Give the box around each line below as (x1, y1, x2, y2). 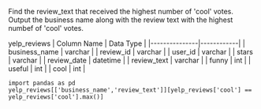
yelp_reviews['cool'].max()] (8, 93, 104, 101)
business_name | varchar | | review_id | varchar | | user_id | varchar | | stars (8, 47, 254, 56)
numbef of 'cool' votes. (8, 24, 84, 32)
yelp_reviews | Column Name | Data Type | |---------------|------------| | (8, 39, 246, 48)
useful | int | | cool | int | (8, 64, 86, 73)
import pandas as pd (8, 79, 76, 87)
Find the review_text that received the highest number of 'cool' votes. (8, 7, 234, 16)
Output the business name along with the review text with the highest (8, 15, 233, 24)
